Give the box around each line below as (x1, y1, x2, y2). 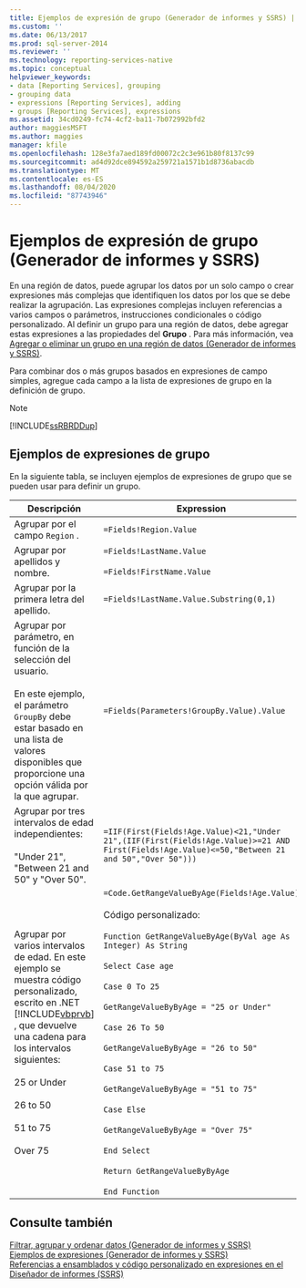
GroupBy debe (14, 710, 71, 723)
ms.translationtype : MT (9, 166, 100, 175)
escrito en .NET (14, 995, 80, 1008)
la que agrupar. (14, 789, 79, 802)
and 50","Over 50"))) (103, 853, 198, 864)
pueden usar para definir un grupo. (9, 480, 141, 491)
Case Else (103, 1104, 146, 1115)
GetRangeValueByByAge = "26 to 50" (103, 1043, 258, 1053)
